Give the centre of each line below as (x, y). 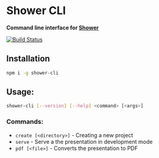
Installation (28, 59)
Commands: (25, 122)
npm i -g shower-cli (33, 73)
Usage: (20, 92)
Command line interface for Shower (53, 28)
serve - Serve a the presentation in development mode (84, 141)
